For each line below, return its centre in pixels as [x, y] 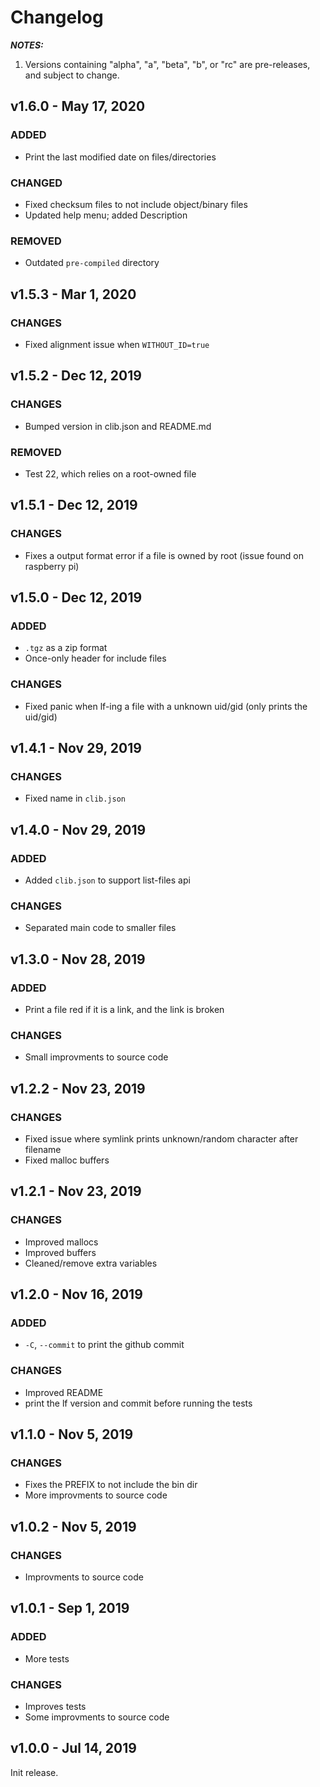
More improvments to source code [96, 1495]
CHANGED [36, 183]
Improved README [64, 1392]
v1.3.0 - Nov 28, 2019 [78, 959]
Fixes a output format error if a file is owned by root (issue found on [164, 555]
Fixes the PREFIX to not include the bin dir [111, 1485]
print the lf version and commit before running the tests [138, 1403]
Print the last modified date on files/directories [120, 157]
